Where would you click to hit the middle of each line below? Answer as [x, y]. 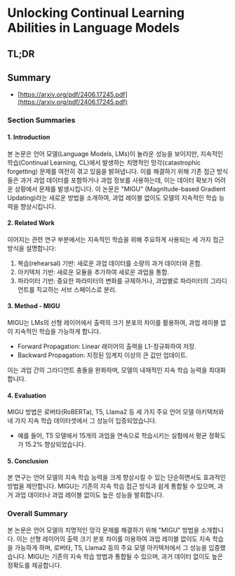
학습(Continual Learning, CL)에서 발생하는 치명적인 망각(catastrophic [104, 162]
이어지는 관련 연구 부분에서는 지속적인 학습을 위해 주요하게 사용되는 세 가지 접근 [116, 239]
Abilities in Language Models [94, 28]
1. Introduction [29, 137]
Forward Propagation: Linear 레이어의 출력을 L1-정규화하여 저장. [107, 346]
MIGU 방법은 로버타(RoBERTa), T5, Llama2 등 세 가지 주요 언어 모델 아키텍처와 [116, 412]
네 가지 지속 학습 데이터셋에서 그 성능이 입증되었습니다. [82, 421]
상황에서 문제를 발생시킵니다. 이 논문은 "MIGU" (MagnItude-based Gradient [120, 188]
